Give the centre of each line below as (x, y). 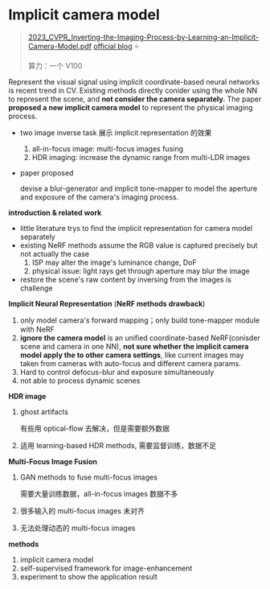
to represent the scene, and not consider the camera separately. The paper (135, 99)
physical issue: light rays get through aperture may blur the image (141, 270)
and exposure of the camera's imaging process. (99, 197)
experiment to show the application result (89, 576)
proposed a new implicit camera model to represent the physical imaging (131, 107)
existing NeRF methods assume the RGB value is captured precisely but (139, 245)
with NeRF (37, 329)
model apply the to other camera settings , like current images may (132, 355)
